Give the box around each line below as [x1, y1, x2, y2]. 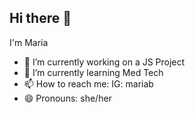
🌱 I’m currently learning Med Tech [23, 66, 164, 78]
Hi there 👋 [9, 10, 72, 27]
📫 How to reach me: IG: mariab [23, 77, 154, 90]
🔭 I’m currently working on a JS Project [23, 56, 186, 68]
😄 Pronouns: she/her [23, 92, 112, 104]
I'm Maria [9, 36, 49, 48]
